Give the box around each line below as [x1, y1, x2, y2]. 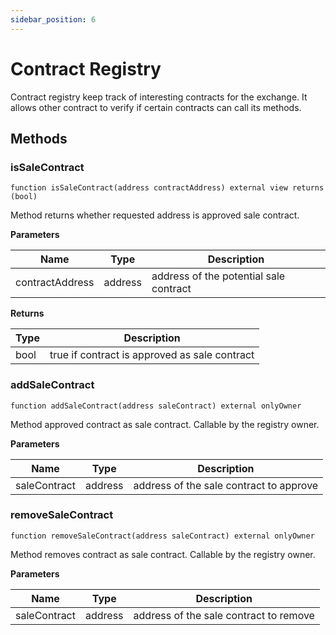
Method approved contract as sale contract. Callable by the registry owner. [10, 418, 320, 430]
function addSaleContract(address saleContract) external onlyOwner [10, 401, 302, 411]
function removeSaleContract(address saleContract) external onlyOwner [10, 531, 315, 541]
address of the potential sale [151, 269, 286, 283]
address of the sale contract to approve [133, 478, 319, 492]
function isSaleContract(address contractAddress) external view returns [10, 183, 325, 193]
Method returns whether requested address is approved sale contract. [10, 209, 300, 221]
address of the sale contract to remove [133, 608, 315, 622]
